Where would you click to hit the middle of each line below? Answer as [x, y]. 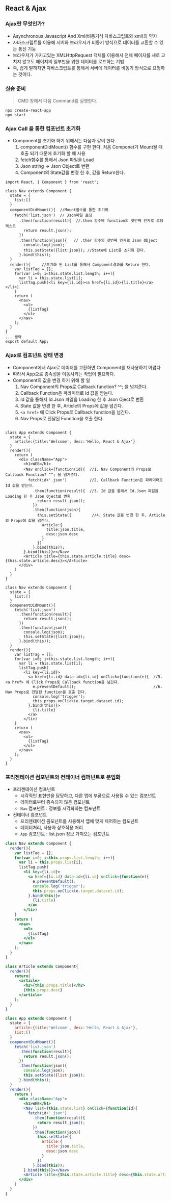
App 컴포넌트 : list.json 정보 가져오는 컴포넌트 [65, 834]
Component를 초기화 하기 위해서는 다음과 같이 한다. [64, 141]
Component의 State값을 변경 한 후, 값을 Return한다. [73, 172]
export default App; [27, 342]
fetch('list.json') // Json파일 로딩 [53, 215]
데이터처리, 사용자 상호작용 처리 [51, 827]
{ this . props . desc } [43, 990]
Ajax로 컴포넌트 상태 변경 [34, 355]
